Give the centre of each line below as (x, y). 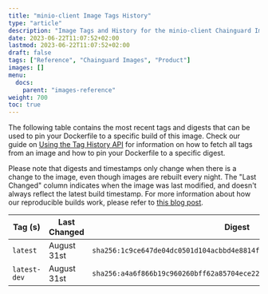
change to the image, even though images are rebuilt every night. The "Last (132, 177)
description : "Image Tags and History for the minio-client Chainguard (130, 30)
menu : (17, 75)
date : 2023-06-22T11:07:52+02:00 (64, 38)
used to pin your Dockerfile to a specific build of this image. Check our (124, 136)
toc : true (25, 105)
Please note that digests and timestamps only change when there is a (122, 169)
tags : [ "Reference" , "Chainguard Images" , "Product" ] (100, 61)
